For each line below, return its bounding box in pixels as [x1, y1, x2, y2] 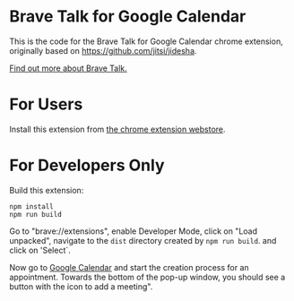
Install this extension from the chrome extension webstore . [9, 124, 226, 134]
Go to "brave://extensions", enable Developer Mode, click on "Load [9, 226, 258, 236]
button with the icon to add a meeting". [9, 280, 153, 292]
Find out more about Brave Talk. [9, 63, 127, 73]
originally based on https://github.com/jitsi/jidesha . [9, 45, 197, 56]
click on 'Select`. [9, 245, 72, 255]
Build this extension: [9, 185, 84, 195]
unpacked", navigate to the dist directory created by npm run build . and [9, 235, 277, 245]
